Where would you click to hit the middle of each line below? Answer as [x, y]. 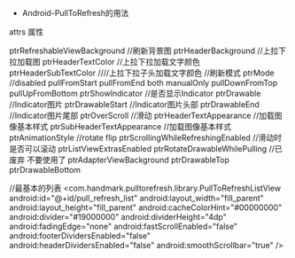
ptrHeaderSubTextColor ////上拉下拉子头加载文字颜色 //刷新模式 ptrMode [142, 73]
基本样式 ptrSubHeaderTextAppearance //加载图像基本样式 [124, 126]
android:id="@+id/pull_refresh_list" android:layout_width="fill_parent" [136, 198]
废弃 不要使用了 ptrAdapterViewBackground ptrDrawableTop [120, 160]
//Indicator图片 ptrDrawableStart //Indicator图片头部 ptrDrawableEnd [134, 104]
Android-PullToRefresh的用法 [75, 13]
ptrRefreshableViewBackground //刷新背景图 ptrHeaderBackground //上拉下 [147, 51]
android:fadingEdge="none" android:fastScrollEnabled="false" [123, 226]
